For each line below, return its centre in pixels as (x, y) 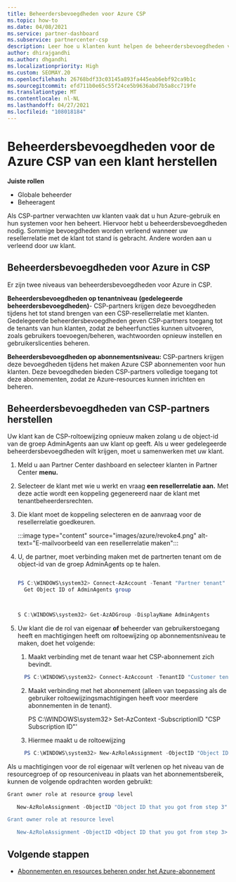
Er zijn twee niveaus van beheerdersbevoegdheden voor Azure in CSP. (110, 285)
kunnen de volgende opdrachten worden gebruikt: (80, 782)
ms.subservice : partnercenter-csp (58, 40)
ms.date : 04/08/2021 (38, 27)
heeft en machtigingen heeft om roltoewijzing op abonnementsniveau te (122, 635)
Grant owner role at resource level (61, 819)
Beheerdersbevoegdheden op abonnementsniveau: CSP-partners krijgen (116, 356)
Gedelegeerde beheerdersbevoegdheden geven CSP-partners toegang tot (115, 320)
